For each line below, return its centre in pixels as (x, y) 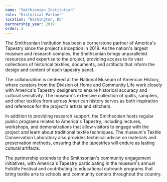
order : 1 (14, 29)
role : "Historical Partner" (35, 15)
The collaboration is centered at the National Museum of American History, (82, 80)
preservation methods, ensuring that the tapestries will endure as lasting (80, 143)
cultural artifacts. (23, 148)
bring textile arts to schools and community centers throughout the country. (83, 174)
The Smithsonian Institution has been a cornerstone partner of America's (81, 43)
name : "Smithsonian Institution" (40, 10)
